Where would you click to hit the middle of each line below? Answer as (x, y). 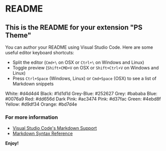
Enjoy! (12, 143)
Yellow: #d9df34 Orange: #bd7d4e (41, 104)
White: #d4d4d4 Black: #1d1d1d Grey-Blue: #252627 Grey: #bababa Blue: (81, 93)
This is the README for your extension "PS (74, 27)
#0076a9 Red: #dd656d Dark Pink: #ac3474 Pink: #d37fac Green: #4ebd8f (83, 99)
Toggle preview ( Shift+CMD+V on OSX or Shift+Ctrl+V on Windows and (86, 68)
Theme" (18, 35)
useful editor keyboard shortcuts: (40, 53)
